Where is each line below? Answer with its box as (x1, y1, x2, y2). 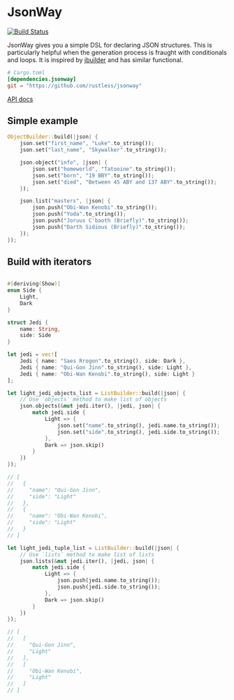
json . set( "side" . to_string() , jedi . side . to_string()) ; (57, 429, 220, 435)
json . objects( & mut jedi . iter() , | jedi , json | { (20, 403, 161, 410)
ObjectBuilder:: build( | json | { (7, 133, 98, 140)
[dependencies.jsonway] (7, 75, 77, 82)
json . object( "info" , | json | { (20, 159, 108, 166)
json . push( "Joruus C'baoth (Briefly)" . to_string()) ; (32, 217, 189, 224)
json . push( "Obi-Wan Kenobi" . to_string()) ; (32, 204, 158, 211)
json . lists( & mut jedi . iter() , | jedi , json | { (20, 558, 155, 565)
